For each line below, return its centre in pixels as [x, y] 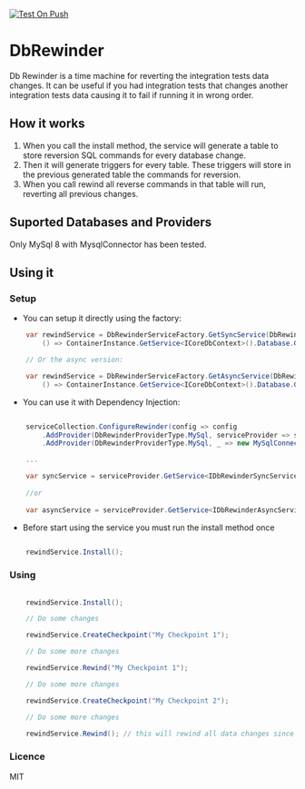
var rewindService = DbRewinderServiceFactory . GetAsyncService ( [150, 376]
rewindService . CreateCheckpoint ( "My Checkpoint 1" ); [128, 636]
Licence [27, 756]
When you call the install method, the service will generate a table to [150, 145]
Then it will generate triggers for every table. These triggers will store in [157, 164]
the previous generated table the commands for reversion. [132, 174]
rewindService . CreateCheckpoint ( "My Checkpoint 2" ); [128, 700]
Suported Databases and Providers [111, 222]
